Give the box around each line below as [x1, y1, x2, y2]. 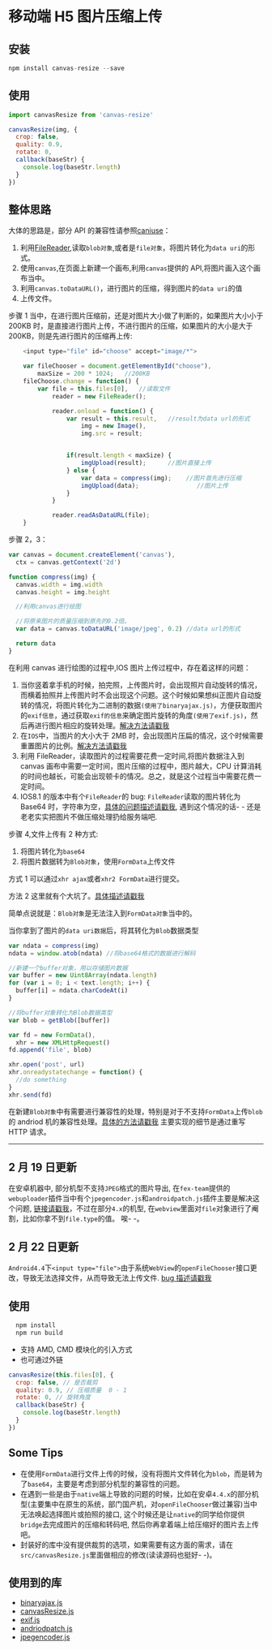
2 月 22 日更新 [8, 1239, 79, 1254]
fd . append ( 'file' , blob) [8, 1046, 92, 1054]
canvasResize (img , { [8, 125, 79, 134]
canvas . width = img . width [15, 580, 104, 588]
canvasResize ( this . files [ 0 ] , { [8, 1371, 114, 1379]
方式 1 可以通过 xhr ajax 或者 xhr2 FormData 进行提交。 [8, 873, 184, 883]
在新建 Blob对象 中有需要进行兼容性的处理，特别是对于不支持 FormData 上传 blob [8, 1106, 263, 1116]
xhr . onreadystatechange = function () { [8, 1068, 143, 1076]
